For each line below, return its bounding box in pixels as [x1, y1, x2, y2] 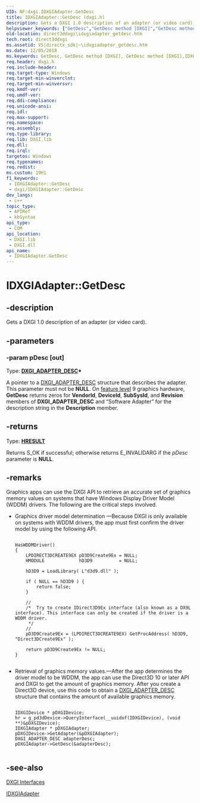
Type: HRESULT [6, 437, 46, 445]
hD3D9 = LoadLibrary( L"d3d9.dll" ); [26, 568, 119, 574]
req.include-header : [6, 64, 58, 71]
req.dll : [6, 142, 28, 148]
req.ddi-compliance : [6, 97, 58, 103]
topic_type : [6, 203, 36, 209]
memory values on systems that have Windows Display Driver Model [6, 495, 174, 502]
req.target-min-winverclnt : [6, 75, 76, 81]
